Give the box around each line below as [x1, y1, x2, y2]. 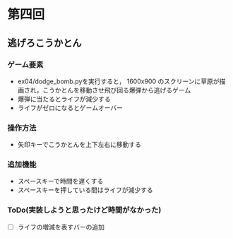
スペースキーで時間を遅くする [17, 177, 104, 186]
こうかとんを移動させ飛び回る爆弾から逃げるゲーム [42, 85, 191, 94]
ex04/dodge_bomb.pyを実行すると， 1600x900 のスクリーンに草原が [17, 77, 220, 85]
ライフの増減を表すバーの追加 [17, 222, 104, 231]
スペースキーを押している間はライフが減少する [17, 186, 153, 194]
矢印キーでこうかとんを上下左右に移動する [17, 141, 141, 149]
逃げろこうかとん [7, 37, 82, 49]
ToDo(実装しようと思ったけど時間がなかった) [7, 206, 162, 215]
